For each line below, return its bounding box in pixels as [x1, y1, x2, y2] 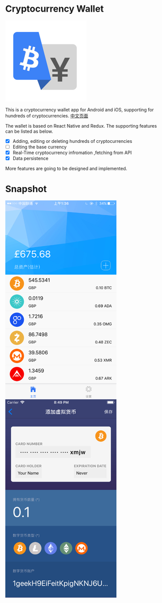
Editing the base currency [12, 144, 67, 150]
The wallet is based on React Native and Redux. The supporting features [5, 123, 157, 129]
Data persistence [12, 156, 49, 162]
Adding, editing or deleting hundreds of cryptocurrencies [12, 138, 133, 144]
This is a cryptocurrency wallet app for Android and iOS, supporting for [5, 106, 154, 112]
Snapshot [5, 184, 47, 195]
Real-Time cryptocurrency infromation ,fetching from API [12, 149, 132, 156]
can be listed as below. [5, 128, 53, 134]
